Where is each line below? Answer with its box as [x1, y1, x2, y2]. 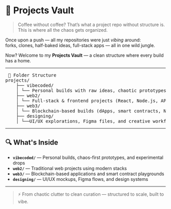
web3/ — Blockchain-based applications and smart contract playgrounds [12, 171, 164, 177]
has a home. [5, 57, 32, 63]
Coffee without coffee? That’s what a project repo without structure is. [17, 21, 165, 28]
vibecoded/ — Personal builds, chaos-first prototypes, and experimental [12, 154, 164, 160]
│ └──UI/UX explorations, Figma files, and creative [16, 118, 151, 124]
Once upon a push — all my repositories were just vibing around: [5, 37, 141, 43]
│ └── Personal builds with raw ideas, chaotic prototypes [16, 87, 166, 94]
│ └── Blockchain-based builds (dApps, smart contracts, [16, 108, 161, 114]
